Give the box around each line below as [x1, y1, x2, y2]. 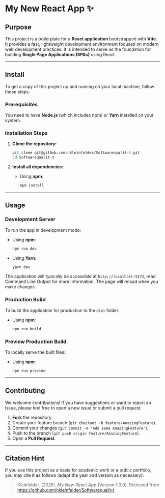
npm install [19, 183, 44, 188]
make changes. [5, 284, 36, 290]
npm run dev [12, 246, 37, 251]
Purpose [5, 23, 32, 31]
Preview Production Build [5, 338, 67, 345]
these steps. [5, 89, 30, 94]
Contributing [5, 387, 45, 395]
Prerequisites [5, 101, 38, 108]
